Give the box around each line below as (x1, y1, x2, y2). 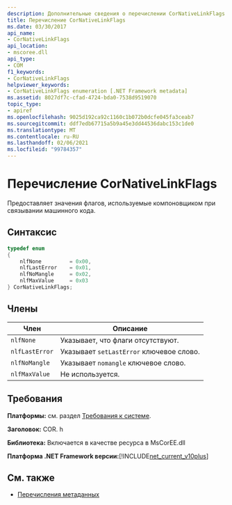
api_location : (7, 42, 49, 49)
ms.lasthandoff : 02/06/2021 (7, 140, 89, 147)
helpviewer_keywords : (7, 81, 70, 88)
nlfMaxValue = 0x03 (19, 278, 89, 284)
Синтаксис (7, 227, 57, 239)
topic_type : (7, 101, 42, 108)
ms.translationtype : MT (7, 127, 76, 134)
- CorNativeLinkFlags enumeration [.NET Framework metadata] (7, 88, 188, 95)
